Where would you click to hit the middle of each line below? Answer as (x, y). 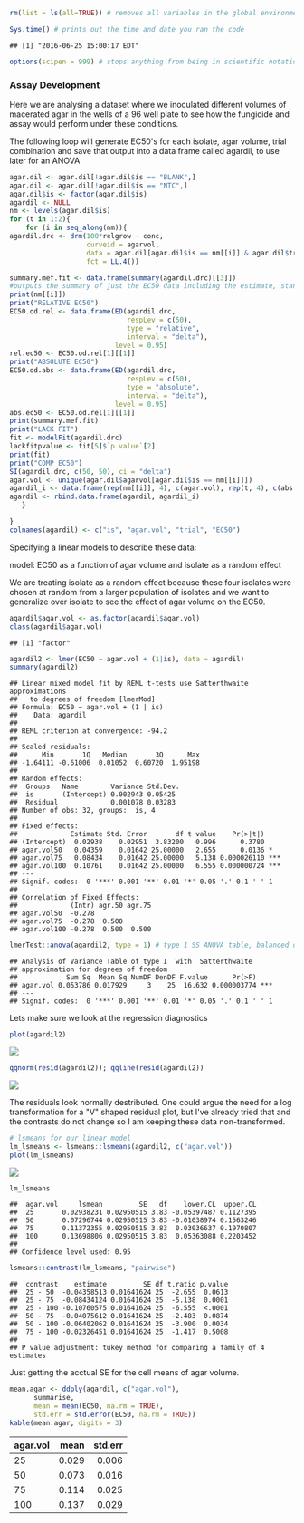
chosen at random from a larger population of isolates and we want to (139, 592)
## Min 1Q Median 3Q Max (105, 755)
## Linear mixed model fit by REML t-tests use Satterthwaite (129, 684)
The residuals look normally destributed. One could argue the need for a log (151, 1102)
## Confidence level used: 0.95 (70, 1252)
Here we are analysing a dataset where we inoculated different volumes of (148, 104)
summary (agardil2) (44, 667)
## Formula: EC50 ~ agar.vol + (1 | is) (87, 708)
